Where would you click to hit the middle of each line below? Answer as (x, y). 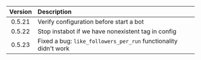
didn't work (54, 48)
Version (21, 12)
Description (55, 12)
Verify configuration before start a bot (91, 22)
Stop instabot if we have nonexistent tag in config (107, 31)
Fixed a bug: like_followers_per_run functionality (108, 41)
